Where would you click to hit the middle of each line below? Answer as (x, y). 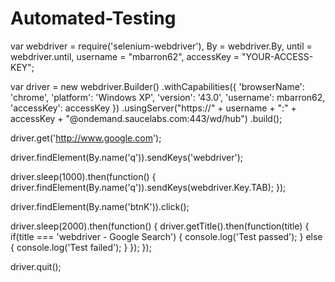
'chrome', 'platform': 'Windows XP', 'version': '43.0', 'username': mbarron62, (168, 97)
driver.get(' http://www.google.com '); (86, 138)
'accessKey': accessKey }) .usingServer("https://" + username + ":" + (153, 108)
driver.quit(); (36, 266)
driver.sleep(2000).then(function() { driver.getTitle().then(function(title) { (160, 226)
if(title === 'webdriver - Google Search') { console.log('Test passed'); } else (166, 236)
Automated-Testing (93, 18)
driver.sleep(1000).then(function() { (83, 176)
